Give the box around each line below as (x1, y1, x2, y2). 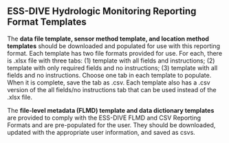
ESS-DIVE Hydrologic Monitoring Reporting (7, 5, 197, 17)
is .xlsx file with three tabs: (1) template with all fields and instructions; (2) (7, 56, 215, 65)
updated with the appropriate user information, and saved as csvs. (7, 128, 196, 136)
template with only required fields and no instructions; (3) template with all (7, 63, 218, 71)
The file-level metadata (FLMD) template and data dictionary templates (7, 106, 215, 114)
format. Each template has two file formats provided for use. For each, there (7, 49, 222, 57)
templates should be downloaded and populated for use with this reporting (7, 41, 221, 50)
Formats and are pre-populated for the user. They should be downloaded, (7, 120, 216, 129)
